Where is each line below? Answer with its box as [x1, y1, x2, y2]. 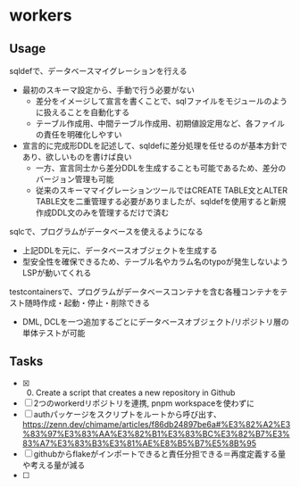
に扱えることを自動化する [35, 107, 130, 117]
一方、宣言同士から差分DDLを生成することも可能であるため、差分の [35, 162, 287, 173]
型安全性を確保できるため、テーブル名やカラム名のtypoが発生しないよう [21, 256, 288, 267]
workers [9, 5, 72, 26]
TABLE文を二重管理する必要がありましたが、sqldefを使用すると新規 [35, 196, 287, 206]
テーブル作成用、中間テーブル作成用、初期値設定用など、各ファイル [35, 118, 286, 128]
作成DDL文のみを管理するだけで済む [35, 207, 170, 218]
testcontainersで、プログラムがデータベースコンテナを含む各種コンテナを [9, 286, 280, 297]
